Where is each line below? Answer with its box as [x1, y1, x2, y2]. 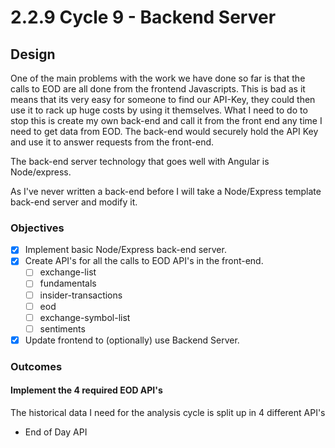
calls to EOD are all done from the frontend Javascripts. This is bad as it [10, 83, 306, 95]
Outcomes [10, 359, 63, 373]
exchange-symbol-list [39, 311, 131, 323]
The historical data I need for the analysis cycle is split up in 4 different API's [10, 406, 326, 418]
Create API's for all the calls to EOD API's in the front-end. [24, 255, 264, 267]
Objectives [10, 221, 65, 235]
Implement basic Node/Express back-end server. [24, 244, 227, 256]
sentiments [39, 322, 86, 335]
